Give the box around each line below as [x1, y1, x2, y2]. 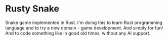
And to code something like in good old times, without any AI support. [5, 30, 151, 36]
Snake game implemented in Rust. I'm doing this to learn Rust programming [5, 19, 163, 25]
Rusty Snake [5, 3, 60, 14]
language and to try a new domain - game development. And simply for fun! [5, 24, 163, 30]
